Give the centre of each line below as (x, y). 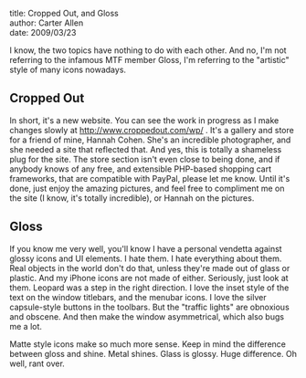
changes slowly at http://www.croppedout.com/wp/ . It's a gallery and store (152, 130)
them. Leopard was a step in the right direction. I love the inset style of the (149, 288)
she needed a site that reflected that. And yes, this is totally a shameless (146, 149)
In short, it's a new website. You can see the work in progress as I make (144, 120)
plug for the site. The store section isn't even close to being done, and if (145, 159)
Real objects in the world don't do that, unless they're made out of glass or (150, 268)
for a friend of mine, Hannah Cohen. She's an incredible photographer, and (150, 140)
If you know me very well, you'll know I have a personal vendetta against (146, 248)
